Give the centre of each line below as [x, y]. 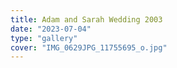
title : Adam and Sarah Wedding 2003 [86, 19]
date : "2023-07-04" [51, 29]
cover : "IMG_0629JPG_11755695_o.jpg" [89, 47]
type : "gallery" [44, 38]
